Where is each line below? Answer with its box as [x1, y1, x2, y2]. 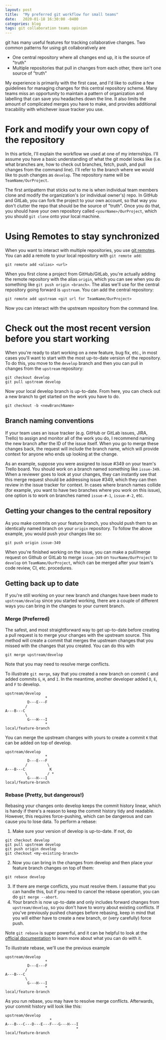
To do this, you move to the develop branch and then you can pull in [5, 360, 143, 366]
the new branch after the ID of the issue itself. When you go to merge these [5, 440, 159, 446]
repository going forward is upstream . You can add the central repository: [5, 287, 154, 293]
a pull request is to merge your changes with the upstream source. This [5, 632, 151, 638]
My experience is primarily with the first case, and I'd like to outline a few [5, 80, 155, 86]
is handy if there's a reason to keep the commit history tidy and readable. [5, 808, 155, 814]
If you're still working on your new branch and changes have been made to [5, 592, 158, 598]
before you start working [5, 333, 110, 345]
